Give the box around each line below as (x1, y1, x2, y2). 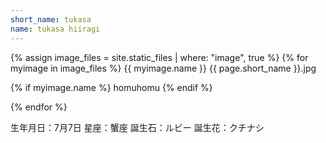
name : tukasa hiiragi (10, 24, 101, 34)
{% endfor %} (10, 101, 68, 113)
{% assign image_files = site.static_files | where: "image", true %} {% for (10, 51, 309, 63)
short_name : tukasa (10, 14, 92, 25)
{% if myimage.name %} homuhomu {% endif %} (10, 81, 213, 93)
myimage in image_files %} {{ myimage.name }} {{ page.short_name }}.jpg (10, 62, 317, 74)
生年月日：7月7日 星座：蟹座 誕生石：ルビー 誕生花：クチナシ (10, 121, 265, 133)
